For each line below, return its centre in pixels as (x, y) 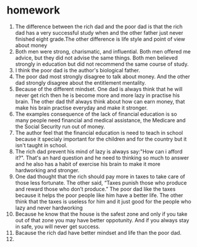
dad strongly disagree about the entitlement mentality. (80, 82)
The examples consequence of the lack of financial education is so (96, 114)
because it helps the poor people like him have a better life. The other (99, 195)
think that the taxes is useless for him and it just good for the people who (103, 201)
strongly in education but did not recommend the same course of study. (102, 64)
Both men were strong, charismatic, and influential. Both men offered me (103, 51)
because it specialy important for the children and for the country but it (101, 139)
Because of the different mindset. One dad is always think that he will (99, 89)
